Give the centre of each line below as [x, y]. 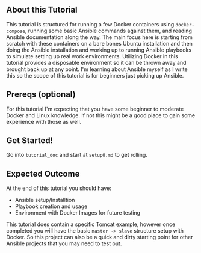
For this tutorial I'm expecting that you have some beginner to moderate [95, 109]
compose [16, 31]
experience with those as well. [44, 121]
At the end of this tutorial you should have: [59, 188]
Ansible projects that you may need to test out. [64, 243]
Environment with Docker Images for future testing [77, 213]
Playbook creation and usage [51, 206]
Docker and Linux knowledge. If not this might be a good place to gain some [101, 115]
